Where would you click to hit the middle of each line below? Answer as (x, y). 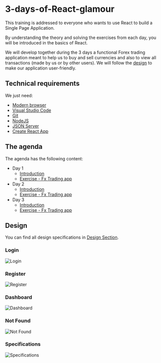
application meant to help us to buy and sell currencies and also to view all (81, 57)
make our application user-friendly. (41, 68)
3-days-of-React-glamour (60, 9)
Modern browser (29, 105)
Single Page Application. (30, 28)
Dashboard (19, 297)
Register (16, 274)
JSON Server (26, 126)
